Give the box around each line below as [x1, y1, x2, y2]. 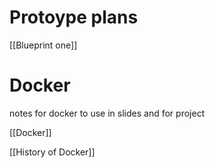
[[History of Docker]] [9, 146, 96, 158]
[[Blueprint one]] [9, 39, 78, 51]
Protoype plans [9, 6, 139, 29]
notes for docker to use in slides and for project [9, 107, 206, 119]
